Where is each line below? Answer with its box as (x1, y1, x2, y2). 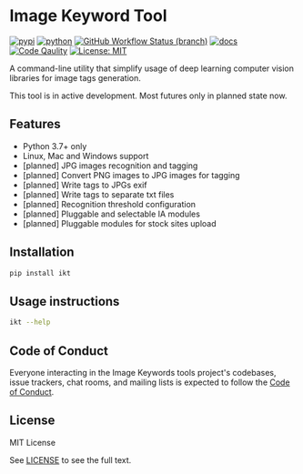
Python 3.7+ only (22, 140, 87, 151)
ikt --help (9, 318, 51, 328)
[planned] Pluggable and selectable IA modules (22, 208, 200, 219)
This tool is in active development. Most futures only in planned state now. (9, 90, 288, 101)
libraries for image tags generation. (9, 72, 141, 83)
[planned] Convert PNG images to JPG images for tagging (22, 169, 240, 180)
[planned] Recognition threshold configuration (22, 198, 197, 209)
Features (9, 116, 61, 132)
